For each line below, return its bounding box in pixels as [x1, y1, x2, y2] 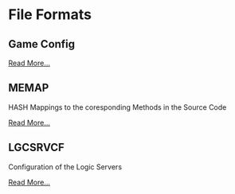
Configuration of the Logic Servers [8, 161, 122, 172]
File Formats [8, 6, 92, 24]
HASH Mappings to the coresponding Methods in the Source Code [8, 102, 227, 112]
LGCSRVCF [8, 141, 65, 154]
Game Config [8, 37, 76, 51]
